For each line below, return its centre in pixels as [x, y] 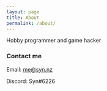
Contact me [24, 56]
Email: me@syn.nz [30, 69]
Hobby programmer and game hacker [54, 41]
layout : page [23, 12]
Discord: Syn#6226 [31, 81]
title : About [23, 18]
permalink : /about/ [31, 23]
